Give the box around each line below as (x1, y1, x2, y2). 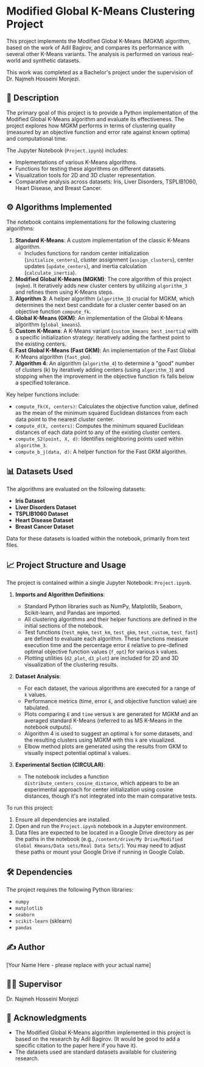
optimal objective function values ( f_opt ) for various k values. (24, 648, 179, 656)
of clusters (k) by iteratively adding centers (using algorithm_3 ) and (15, 366, 185, 373)
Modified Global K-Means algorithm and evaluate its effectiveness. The (6, 115, 185, 122)
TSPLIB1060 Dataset (15, 510, 69, 517)
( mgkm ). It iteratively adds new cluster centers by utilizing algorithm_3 (15, 282, 188, 289)
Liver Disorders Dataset (15, 504, 77, 511)
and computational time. (6, 135, 67, 142)
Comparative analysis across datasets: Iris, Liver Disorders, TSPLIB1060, (15, 178, 198, 185)
